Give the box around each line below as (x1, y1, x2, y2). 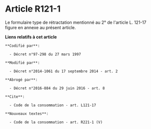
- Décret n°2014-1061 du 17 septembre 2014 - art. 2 (9, 69, 118, 74)
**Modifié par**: (5, 60, 40, 65)
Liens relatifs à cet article (5, 34, 57, 40)
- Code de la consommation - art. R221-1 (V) (9, 120, 103, 125)
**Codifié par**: (5, 43, 40, 48)
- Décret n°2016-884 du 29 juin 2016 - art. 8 (9, 86, 105, 91)
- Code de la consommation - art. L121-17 (9, 103, 96, 108)
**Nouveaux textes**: (5, 111, 49, 116)
